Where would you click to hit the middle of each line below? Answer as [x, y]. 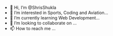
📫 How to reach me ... [33, 28]
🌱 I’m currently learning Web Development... [55, 18]
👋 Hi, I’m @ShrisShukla [33, 8]
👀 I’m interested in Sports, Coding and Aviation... [59, 13]
